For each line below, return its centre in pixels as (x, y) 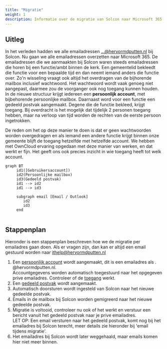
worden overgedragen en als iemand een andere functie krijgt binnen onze (82, 136)
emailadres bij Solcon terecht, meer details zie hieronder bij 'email (80, 326)
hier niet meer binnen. (35, 342)
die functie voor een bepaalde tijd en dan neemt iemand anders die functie (82, 73)
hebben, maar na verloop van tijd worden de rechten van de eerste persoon (83, 115)
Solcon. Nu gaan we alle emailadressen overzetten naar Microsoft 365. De (81, 57)
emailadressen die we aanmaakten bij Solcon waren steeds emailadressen (82, 62)
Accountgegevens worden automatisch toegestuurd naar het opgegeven (87, 273)
